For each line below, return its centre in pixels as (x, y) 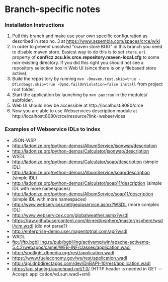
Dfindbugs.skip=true (33, 85)
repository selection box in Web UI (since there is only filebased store (84, 68)
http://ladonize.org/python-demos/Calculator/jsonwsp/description (80, 151)
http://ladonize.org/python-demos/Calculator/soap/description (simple (85, 162)
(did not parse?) (51, 226)
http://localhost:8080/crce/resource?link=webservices (69, 116)
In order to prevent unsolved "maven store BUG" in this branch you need (87, 47)
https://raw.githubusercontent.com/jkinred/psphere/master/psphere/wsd (87, 221)
